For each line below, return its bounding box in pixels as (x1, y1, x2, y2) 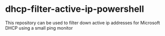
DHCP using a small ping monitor (5, 25, 73, 31)
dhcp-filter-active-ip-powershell (5, 3, 145, 15)
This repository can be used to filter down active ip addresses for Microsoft (5, 20, 161, 26)
